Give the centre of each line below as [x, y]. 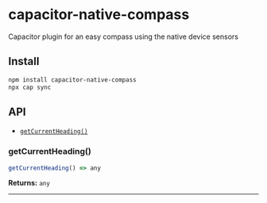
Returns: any [29, 183]
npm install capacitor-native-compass [72, 80]
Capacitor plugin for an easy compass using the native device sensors [123, 36]
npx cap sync [30, 87]
